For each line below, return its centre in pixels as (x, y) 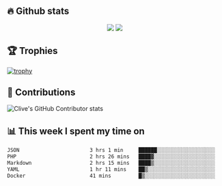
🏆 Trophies (32, 51)
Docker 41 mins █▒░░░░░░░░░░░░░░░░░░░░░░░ (111, 176)
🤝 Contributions (41, 93)
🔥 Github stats (38, 11)
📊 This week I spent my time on (76, 131)
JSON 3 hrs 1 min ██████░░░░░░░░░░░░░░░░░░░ (111, 150)
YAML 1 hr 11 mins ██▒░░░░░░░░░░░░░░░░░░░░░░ (111, 169)
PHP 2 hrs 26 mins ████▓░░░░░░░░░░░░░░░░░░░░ (111, 157)
